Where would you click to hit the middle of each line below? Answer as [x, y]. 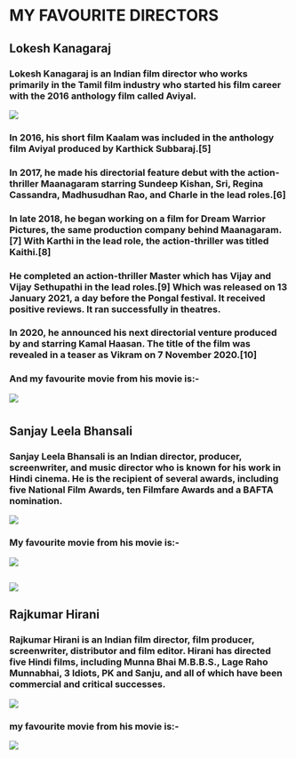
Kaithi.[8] [30, 252]
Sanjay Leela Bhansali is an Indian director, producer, [126, 456]
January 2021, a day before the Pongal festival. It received [137, 298]
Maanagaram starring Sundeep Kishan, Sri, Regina [152, 183]
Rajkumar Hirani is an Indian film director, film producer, [132, 640]
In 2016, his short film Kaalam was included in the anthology [142, 137]
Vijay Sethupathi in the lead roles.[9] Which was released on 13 [148, 287]
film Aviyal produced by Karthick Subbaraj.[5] [110, 148]
